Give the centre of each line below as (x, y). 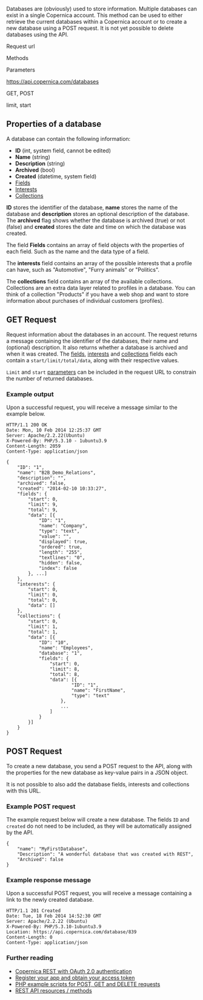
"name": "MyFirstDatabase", (52, 849)
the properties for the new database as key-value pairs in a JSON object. (97, 772)
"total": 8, (65, 674)
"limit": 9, (43, 504)
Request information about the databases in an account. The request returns (102, 334)
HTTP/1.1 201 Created (34, 911)
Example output (30, 394)
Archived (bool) (35, 170)
